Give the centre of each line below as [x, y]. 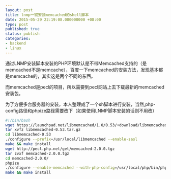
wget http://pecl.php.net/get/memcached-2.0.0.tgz [60, 149]
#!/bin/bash [18, 120]
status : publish [22, 34]
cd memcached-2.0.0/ [27, 158]
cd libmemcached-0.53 [28, 135]
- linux [13, 48]
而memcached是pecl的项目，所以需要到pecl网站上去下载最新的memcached [85, 87]
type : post [17, 24]
